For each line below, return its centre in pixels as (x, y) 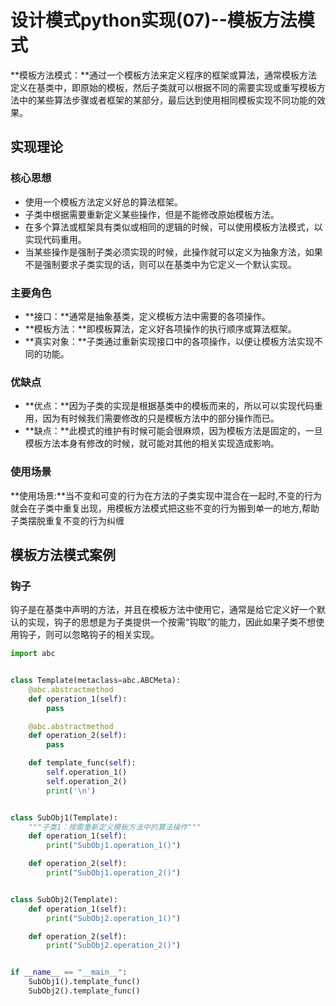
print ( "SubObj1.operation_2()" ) (114, 873)
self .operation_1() (87, 772)
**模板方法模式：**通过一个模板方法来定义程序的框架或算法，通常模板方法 (164, 75)
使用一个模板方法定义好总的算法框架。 (103, 202)
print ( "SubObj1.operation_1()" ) (114, 846)
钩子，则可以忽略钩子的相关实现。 (89, 635)
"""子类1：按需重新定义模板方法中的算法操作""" (115, 827)
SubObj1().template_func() (84, 982)
